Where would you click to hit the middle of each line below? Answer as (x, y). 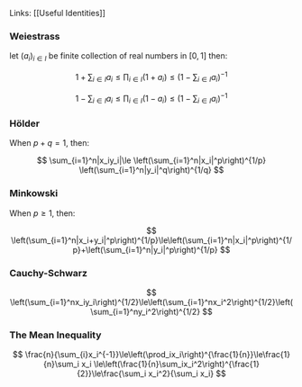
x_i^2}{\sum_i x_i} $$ (188, 373)
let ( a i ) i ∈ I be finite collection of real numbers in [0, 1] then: (119, 57)
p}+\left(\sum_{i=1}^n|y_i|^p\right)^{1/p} (145, 249)
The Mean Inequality (55, 335)
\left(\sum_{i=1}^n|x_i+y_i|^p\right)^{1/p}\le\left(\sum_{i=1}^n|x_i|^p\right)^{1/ (151, 240)
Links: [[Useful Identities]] (58, 13)
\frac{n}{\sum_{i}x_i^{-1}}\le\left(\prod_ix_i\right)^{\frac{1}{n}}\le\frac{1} (158, 355)
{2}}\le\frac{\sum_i (111, 373)
